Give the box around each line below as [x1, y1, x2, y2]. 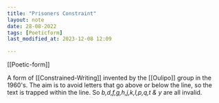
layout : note [7, 16, 45, 23]
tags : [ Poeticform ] [7, 29, 63, 36]
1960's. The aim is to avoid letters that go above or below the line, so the [7, 81, 213, 89]
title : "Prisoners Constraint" [7, 10, 97, 17]
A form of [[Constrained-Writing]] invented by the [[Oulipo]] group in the [7, 73, 211, 82]
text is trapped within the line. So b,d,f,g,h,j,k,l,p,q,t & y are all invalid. [7, 89, 203, 97]
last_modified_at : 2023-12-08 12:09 [7, 36, 112, 43]
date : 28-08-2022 [7, 23, 57, 30]
